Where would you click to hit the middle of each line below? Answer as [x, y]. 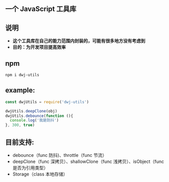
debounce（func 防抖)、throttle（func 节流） [60, 155]
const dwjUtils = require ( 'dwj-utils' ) [47, 102]
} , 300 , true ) [20, 125]
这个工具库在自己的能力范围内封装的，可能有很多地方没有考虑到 [79, 41]
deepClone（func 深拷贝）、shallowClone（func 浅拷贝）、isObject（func [88, 162]
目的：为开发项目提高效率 [39, 47]
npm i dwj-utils [22, 75]
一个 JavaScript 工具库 [41, 9]
